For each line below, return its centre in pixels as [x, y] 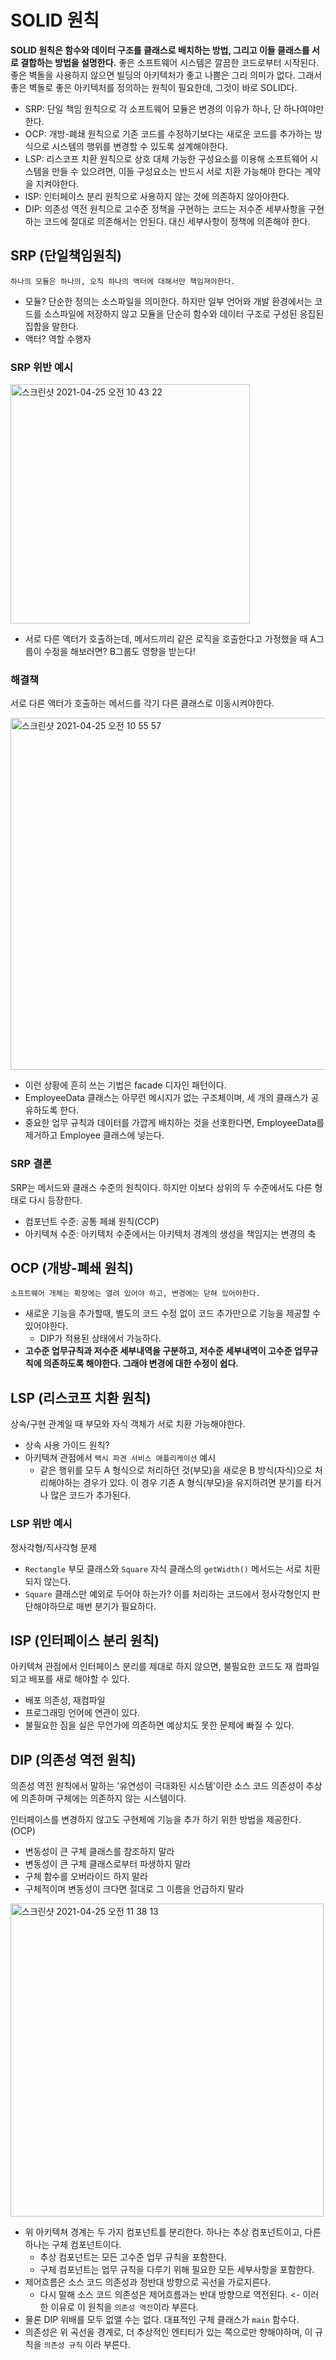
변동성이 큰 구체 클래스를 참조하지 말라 [99, 1852]
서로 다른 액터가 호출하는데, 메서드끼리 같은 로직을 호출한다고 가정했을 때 [166, 639]
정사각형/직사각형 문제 [53, 1547]
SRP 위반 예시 [42, 367]
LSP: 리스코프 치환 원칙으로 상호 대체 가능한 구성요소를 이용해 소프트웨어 [166, 158]
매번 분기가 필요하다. [116, 1606]
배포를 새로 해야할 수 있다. [79, 1679]
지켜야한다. [57, 183]
